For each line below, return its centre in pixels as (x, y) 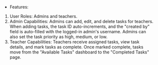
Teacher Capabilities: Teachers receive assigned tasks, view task (74, 42)
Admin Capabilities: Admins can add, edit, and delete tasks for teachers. (81, 21)
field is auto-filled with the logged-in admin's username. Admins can (78, 32)
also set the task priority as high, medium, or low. (58, 37)
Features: (19, 7)
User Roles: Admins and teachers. (43, 16)
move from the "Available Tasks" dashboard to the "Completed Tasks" (79, 52)
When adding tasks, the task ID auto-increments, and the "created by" (79, 26)
